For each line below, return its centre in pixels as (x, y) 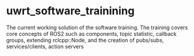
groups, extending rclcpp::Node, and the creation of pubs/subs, (85, 40)
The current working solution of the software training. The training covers (97, 27)
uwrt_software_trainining (71, 11)
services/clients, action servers (45, 46)
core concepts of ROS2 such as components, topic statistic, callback (92, 33)
